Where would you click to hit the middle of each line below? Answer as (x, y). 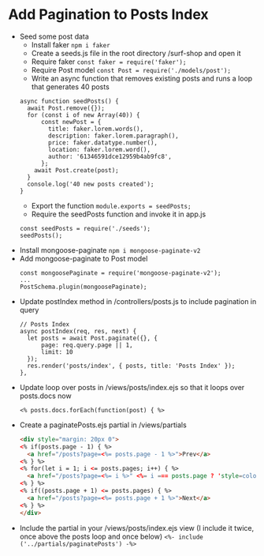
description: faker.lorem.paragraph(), (113, 136)
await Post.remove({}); (66, 108)
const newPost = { (71, 122)
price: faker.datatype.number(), (103, 143)
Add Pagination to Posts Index (108, 15)
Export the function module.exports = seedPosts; (111, 205)
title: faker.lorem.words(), (96, 129)
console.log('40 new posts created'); (91, 184)
